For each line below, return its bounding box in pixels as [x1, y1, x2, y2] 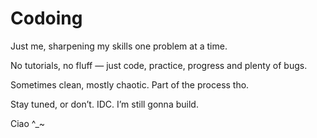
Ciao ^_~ [10, 117, 46, 129]
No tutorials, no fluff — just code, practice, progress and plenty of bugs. [10, 59, 308, 71]
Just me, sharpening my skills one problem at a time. [10, 40, 228, 52]
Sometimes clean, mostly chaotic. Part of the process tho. [10, 78, 250, 91]
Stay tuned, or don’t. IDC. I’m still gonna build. [10, 98, 199, 110]
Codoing [10, 7, 83, 30]
